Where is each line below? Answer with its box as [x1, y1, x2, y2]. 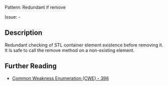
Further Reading [5, 62, 57, 70]
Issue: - [5, 14, 21, 20]
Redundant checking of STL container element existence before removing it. [5, 42, 163, 48]
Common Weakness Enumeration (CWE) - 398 [12, 75, 109, 81]
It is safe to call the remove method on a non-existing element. [5, 47, 135, 53]
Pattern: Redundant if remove [5, 5, 66, 10]
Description [5, 29, 42, 37]
